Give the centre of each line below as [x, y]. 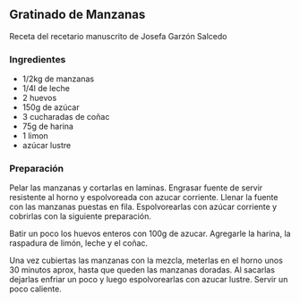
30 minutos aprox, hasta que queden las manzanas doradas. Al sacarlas [142, 270]
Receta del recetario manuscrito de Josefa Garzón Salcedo [118, 36]
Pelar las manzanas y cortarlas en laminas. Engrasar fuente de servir [136, 188]
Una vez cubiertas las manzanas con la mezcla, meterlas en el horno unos [146, 261]
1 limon [35, 136]
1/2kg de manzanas [58, 79]
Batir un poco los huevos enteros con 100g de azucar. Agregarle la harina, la [150, 234]
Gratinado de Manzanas [77, 15]
